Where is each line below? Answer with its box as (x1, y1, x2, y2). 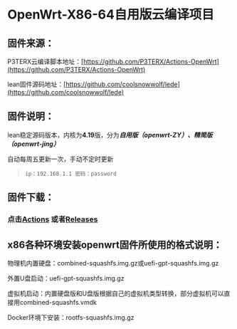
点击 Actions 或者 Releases (7, 214, 98, 224)
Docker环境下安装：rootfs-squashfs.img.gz (7, 313, 135, 321)
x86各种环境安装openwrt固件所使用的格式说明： (7, 239, 223, 251)
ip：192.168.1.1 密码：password (24, 170, 117, 177)
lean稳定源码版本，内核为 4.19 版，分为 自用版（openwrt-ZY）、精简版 (7, 130, 213, 139)
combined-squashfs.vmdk (19, 298, 98, 306)
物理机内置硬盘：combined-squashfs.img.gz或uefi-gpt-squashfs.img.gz (7, 258, 219, 267)
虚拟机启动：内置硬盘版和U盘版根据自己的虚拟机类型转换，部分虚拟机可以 (7, 289, 224, 298)
